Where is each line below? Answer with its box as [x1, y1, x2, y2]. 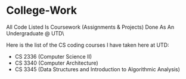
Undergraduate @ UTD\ [6, 29, 64, 37]
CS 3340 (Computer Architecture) [14, 59, 98, 66]
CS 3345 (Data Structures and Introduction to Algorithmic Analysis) [14, 65, 181, 72]
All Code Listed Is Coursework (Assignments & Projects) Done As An [6, 23, 175, 31]
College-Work [6, 4, 77, 17]
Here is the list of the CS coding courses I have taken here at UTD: [6, 41, 169, 48]
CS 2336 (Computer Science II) [14, 53, 92, 60]
